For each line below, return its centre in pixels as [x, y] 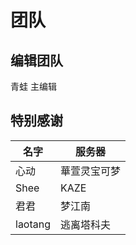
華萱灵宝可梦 [91, 171]
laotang [33, 224]
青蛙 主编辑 [33, 86]
